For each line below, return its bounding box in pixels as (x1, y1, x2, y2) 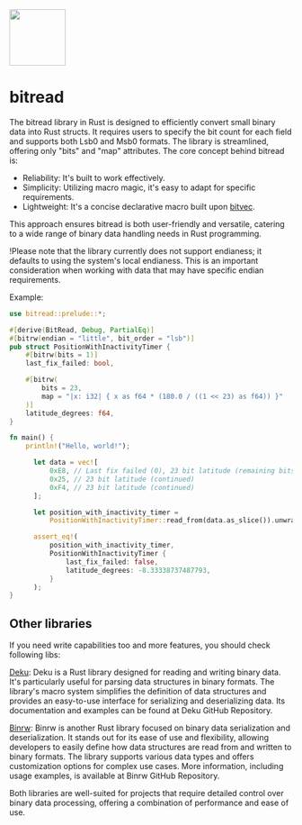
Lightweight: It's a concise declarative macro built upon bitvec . (22, 201, 256, 212)
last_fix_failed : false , (66, 558, 159, 567)
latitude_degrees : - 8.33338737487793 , (66, 566, 211, 575)
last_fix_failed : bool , (25, 359, 115, 368)
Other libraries (9, 616, 93, 631)
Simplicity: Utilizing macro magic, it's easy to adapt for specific (22, 182, 256, 193)
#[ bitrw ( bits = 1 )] (25, 350, 99, 359)
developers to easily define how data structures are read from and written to (9, 742, 292, 753)
